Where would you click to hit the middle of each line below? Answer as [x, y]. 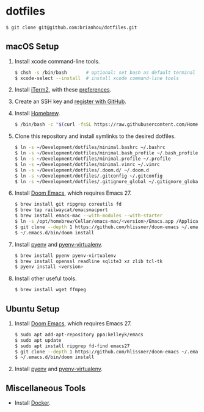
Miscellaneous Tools [46, 388]
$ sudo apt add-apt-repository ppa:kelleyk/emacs [79, 334]
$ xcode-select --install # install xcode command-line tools [97, 78]
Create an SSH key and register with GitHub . [70, 101]
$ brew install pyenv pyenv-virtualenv [65, 255]
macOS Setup [32, 47]
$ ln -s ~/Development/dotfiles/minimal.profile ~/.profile [93, 159]
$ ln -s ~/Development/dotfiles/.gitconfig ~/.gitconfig [89, 176]
